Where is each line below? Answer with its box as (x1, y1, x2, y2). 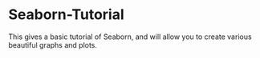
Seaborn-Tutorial (8, 6, 124, 24)
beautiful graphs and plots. (8, 40, 98, 49)
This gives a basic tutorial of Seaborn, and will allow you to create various (8, 32, 252, 41)
